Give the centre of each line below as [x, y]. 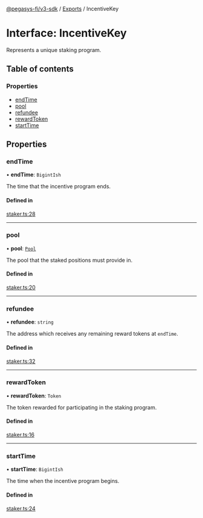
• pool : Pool [21, 248]
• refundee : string [30, 322]
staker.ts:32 [21, 361]
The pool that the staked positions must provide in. [69, 260]
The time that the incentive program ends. [59, 187]
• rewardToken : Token [34, 396]
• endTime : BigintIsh [34, 174]
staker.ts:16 [21, 435]
